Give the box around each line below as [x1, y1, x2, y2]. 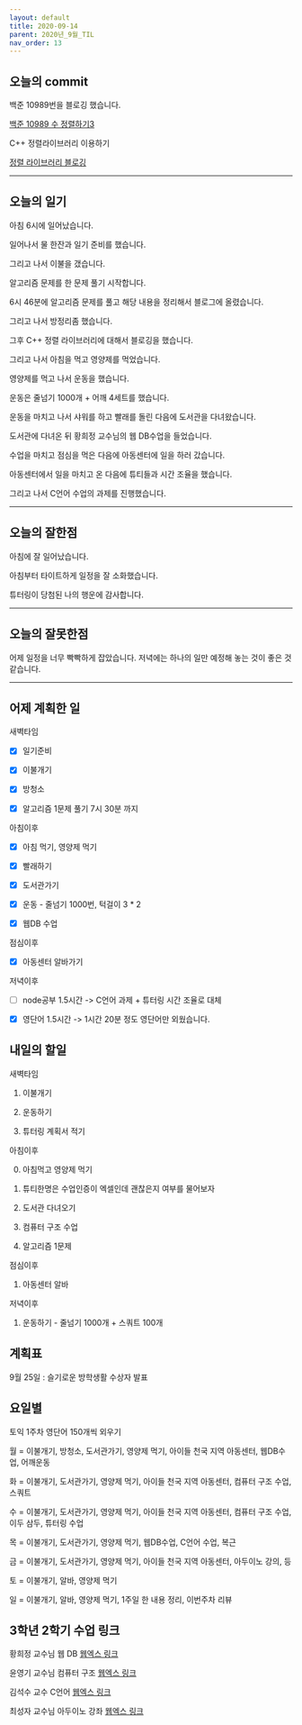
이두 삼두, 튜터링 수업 [9, 1517, 84, 1528]
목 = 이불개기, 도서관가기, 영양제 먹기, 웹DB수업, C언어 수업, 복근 [9, 1537, 236, 1548]
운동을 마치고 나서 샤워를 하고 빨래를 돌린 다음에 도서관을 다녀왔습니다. [9, 411, 256, 422]
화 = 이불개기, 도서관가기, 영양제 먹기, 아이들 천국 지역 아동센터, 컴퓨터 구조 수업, [9, 1475, 292, 1486]
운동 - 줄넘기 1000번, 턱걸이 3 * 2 [22, 898, 142, 910]
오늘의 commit [9, 74, 88, 89]
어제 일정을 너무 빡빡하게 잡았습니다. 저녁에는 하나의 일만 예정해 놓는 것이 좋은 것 [9, 652, 292, 663]
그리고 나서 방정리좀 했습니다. [9, 315, 113, 326]
